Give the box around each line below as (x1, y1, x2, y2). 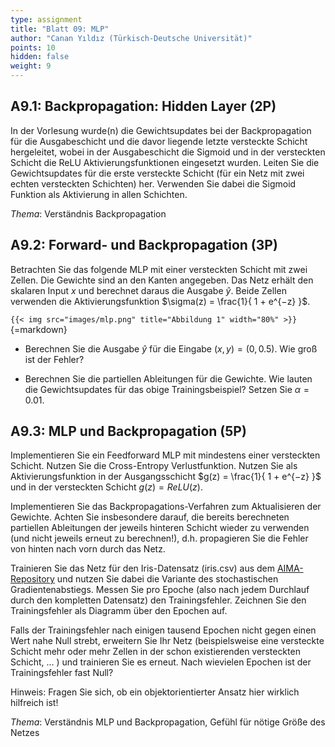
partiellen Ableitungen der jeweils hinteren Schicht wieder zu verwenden (10, 522, 310, 534)
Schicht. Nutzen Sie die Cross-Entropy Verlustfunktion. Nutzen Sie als (10, 460, 298, 472)
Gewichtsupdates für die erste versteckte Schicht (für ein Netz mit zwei (10, 167, 305, 179)
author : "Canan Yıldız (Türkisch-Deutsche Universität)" (10, 33, 253, 43)
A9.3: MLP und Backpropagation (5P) (10, 423, 247, 440)
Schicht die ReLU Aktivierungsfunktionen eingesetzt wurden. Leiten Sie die (10, 156, 320, 168)
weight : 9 (10, 61, 52, 71)
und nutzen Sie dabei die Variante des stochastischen (56, 573, 279, 585)
